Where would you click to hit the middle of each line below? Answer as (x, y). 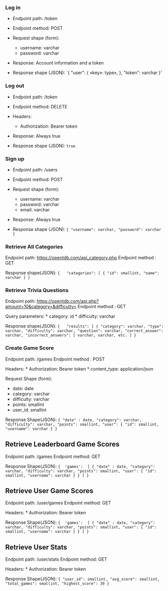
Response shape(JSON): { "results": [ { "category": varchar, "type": (85, 326)
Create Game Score (30, 348)
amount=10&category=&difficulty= (41, 307)
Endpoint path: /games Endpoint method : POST (55, 359)
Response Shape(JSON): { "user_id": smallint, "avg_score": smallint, (82, 579)
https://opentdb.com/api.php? (68, 301)
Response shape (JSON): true (44, 146)
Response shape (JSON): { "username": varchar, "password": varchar (87, 229)
